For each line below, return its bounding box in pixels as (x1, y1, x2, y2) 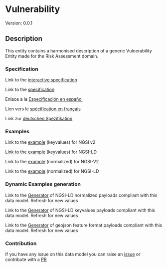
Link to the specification (5, 86, 55, 93)
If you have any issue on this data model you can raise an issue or (5, 251, 141, 257)
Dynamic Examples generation (5, 181, 81, 188)
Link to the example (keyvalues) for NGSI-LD (5, 149, 97, 155)
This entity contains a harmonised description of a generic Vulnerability (5, 47, 152, 53)
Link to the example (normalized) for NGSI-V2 (5, 159, 99, 165)
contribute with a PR (5, 256, 47, 263)
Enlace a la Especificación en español (5, 96, 83, 102)
